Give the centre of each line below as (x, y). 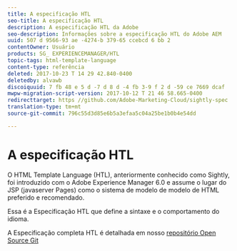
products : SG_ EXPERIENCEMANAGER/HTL (64, 54)
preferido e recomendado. (46, 198)
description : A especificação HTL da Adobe (73, 27)
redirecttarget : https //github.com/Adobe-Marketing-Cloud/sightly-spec (118, 101)
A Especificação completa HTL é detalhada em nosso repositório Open (112, 232)
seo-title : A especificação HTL (55, 21)
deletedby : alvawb (35, 80)
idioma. (18, 219)
